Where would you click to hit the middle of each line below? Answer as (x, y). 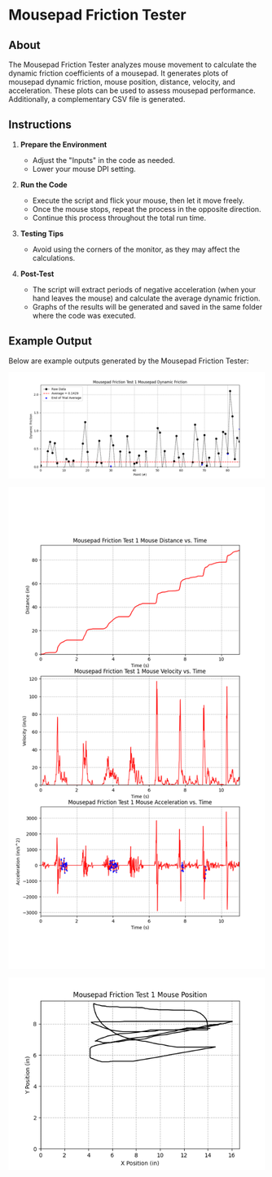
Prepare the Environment (64, 144)
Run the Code (44, 184)
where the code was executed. (84, 315)
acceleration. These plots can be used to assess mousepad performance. (132, 90)
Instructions (40, 125)
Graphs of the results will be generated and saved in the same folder (147, 306)
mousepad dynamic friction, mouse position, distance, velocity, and (122, 82)
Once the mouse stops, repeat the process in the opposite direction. (147, 209)
